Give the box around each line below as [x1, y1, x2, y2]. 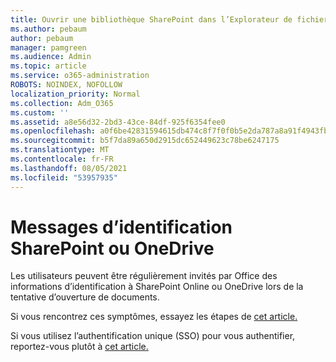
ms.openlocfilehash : [10, 126, 97, 136]
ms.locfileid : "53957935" [10, 172, 118, 183]
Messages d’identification [10, 216, 233, 238]
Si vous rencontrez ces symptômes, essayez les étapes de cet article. [10, 311, 298, 323]
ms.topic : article [10, 61, 87, 71]
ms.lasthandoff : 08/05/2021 [10, 163, 128, 173]
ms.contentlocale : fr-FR [10, 154, 114, 164]
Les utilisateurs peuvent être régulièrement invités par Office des [10, 270, 278, 282]
